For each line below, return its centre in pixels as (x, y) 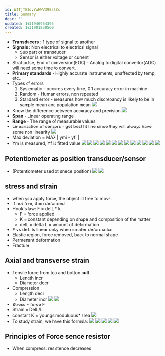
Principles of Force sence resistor (58, 336)
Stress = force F (28, 304)
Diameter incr (33, 299)
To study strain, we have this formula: (50, 321)
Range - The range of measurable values (54, 121)
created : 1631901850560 (29, 28)
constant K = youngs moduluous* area (51, 315)
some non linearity (31, 132)
